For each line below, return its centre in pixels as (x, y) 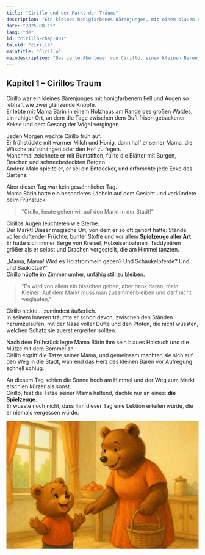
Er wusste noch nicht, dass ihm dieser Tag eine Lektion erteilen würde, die (100, 405)
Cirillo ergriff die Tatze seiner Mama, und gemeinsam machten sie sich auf (100, 355)
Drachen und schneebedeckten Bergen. (56, 162)
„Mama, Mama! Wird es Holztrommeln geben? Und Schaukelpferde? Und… (100, 261)
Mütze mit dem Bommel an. (41, 349)
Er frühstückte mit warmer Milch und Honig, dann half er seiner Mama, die (99, 142)
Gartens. (17, 175)
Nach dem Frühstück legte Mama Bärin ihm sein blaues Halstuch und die (98, 342)
